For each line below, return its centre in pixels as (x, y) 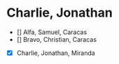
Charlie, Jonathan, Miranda (56, 53)
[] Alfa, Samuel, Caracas (52, 32)
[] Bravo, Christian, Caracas (57, 39)
